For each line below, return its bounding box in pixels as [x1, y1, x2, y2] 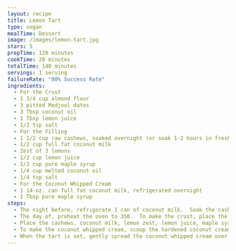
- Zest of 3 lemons [13, 148, 71, 155]
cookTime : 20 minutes [7, 56, 71, 63]
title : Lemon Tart [7, 17, 61, 24]
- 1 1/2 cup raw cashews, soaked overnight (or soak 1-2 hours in [13, 134, 212, 141]
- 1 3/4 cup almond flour [13, 96, 90, 103]
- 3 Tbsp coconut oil [13, 108, 77, 115]
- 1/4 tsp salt [13, 174, 58, 181]
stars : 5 [7, 43, 33, 50]
